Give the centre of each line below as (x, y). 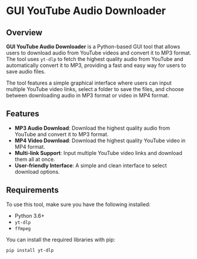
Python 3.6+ (30, 216)
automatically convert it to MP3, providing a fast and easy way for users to (96, 65)
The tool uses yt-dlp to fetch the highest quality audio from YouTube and (95, 59)
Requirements (32, 190)
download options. (37, 171)
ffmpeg (23, 228)
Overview (24, 33)
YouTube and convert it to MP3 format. (61, 134)
